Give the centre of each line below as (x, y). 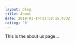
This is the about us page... (32, 36)
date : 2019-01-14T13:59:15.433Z (37, 18)
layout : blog (18, 9)
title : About (18, 14)
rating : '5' (17, 23)
